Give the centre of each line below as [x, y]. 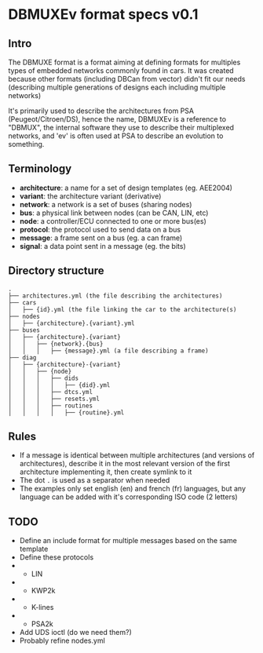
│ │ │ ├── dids [44, 378]
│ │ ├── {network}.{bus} [56, 344]
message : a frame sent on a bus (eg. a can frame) [101, 238]
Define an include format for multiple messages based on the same [128, 541]
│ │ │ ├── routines [50, 406]
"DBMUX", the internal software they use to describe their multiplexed [121, 128]
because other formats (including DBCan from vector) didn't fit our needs [127, 79]
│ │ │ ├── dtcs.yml [50, 392]
